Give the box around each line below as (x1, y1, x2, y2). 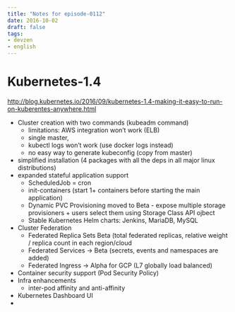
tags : (7, 30, 23, 37)
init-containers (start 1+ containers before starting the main (28, 185, 200, 195)
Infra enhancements (17, 276, 76, 284)
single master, (28, 133, 69, 141)
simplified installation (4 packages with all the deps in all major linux (17, 156, 215, 164)
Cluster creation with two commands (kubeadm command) (17, 118, 189, 127)
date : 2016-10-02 (7, 17, 59, 24)
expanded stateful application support (17, 171, 129, 179)
